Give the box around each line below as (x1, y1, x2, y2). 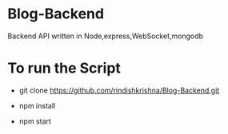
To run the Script (7, 59, 122, 77)
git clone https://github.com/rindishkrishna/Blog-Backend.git (18, 85, 220, 95)
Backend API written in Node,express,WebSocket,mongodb (7, 31, 204, 41)
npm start (18, 116, 51, 126)
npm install (18, 100, 56, 110)
